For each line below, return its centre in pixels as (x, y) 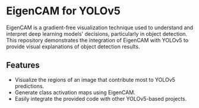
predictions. (29, 86)
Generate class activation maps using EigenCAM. (75, 92)
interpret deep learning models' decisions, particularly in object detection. (97, 33)
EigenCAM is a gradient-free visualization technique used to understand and (100, 27)
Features (23, 65)
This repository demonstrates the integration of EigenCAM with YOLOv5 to (97, 40)
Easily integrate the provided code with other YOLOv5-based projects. (101, 98)
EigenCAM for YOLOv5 (63, 11)
